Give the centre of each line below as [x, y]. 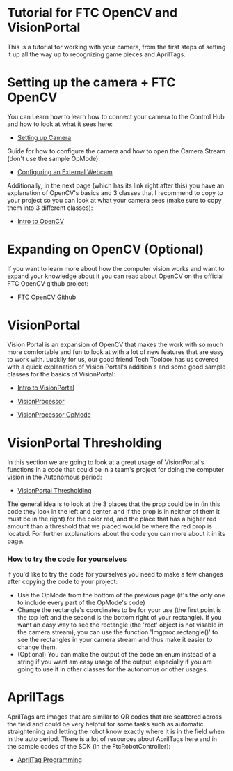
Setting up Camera [44, 137]
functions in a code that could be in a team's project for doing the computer [116, 469]
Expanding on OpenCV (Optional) [105, 250]
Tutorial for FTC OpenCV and [93, 13]
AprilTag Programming [49, 759]
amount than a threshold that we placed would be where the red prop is [110, 526]
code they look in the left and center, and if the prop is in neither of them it [114, 511]
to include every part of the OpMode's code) [81, 602]
